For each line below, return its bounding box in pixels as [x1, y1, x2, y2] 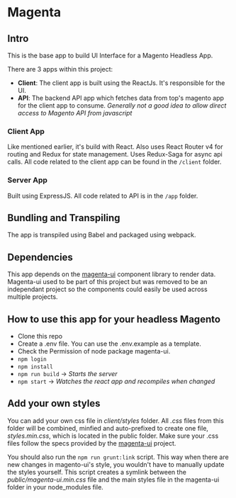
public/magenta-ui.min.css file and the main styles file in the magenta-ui [7, 475, 220, 484]
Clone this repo [17, 332, 62, 341]
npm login [17, 356, 47, 363]
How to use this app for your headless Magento [7, 313, 221, 325]
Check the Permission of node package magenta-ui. [17, 347, 171, 356]
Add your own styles [7, 397, 101, 409]
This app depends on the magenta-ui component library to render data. [7, 270, 216, 278]
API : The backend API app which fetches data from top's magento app [17, 94, 225, 102]
